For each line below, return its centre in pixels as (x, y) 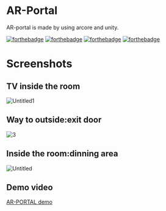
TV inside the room (43, 86)
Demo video (30, 187)
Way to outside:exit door (54, 120)
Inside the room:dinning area (62, 154)
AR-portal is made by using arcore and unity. (63, 27)
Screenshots (39, 64)
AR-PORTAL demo (30, 202)
